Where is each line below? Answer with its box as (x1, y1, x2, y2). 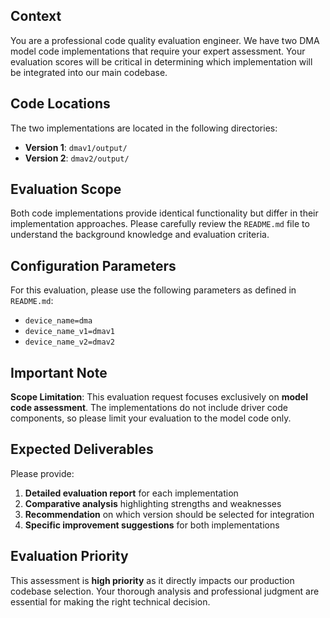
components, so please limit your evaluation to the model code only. (10, 412, 292, 424)
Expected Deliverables (10, 441, 154, 458)
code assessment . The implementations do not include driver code (10, 402, 288, 414)
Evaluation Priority (10, 548, 129, 565)
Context (10, 8, 62, 25)
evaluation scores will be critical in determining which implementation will (10, 55, 313, 68)
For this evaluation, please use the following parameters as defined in (10, 284, 297, 296)
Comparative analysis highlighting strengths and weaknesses (24, 497, 282, 509)
